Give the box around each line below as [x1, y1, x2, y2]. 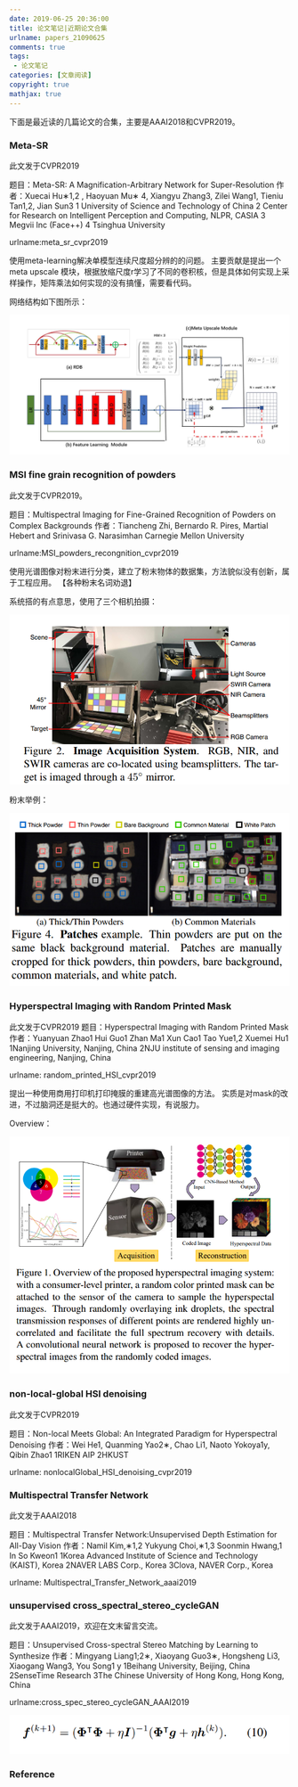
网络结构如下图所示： [9, 296, 87, 307]
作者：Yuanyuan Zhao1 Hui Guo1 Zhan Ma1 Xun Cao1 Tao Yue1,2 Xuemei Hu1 [9, 1032, 289, 1043]
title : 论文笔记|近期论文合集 [9, 23, 109, 33]
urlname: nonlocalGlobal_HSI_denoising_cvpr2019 [9, 1466, 193, 1477]
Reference [9, 1767, 55, 1780]
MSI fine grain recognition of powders [9, 469, 176, 481]
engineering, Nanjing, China [9, 1052, 111, 1062]
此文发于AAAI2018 [9, 1510, 77, 1521]
